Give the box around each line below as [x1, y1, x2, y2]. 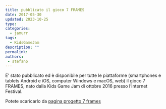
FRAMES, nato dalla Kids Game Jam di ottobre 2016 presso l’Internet [5, 83, 148, 89]
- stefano [7, 59, 28, 64]
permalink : [5, 49, 28, 54]
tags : [5, 36, 17, 41]
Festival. [5, 88, 23, 94]
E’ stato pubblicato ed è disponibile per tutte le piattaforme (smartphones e [5, 72, 161, 78]
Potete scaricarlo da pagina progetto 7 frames [5, 98, 101, 104]
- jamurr [10, 31, 28, 36]
